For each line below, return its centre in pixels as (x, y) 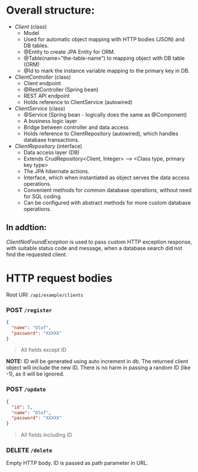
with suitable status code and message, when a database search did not (94, 248)
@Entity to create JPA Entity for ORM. (69, 51)
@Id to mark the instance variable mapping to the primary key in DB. (107, 70)
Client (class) (31, 27)
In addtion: (27, 227)
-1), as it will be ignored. (35, 374)
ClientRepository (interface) (48, 146)
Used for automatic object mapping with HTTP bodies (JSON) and (104, 39)
